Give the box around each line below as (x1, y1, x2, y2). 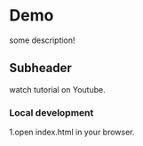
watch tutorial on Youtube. (9, 84, 106, 94)
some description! (9, 35, 75, 45)
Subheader (9, 61, 73, 76)
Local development (9, 106, 94, 118)
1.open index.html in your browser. (9, 126, 135, 138)
